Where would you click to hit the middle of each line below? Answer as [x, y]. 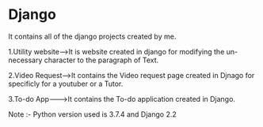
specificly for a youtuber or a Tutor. [66, 84]
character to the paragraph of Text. [101, 60]
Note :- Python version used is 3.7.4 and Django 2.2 [92, 114]
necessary [25, 60]
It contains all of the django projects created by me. [92, 36]
